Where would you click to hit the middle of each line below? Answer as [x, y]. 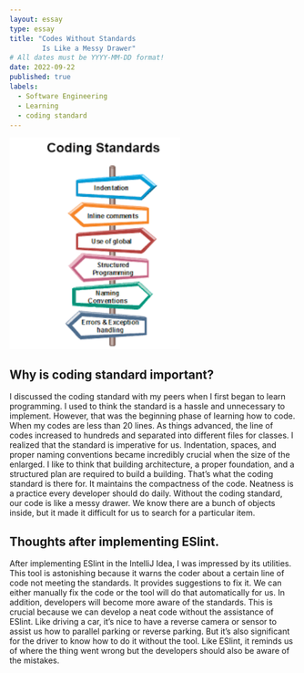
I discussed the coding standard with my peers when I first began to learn [148, 397]
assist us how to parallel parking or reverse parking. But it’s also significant [150, 632]
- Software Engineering [62, 96]
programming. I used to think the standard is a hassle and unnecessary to [147, 407]
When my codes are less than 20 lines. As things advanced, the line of [142, 426]
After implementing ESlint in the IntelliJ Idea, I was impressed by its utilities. [151, 564]
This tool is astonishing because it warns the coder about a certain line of [147, 574]
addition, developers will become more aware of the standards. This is [141, 603]
